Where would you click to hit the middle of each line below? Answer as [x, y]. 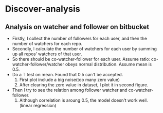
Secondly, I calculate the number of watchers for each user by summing [84, 49]
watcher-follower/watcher [38, 64]
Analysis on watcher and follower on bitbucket [77, 27]
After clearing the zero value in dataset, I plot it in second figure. [84, 85]
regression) [45, 105]
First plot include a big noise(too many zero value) [70, 80]
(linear [26, 105]
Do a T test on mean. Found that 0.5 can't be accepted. [67, 74]
